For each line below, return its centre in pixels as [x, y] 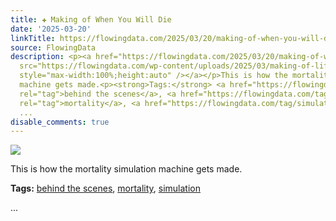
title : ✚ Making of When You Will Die [91, 19]
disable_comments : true [60, 122]
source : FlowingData [53, 47]
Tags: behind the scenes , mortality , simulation [105, 188]
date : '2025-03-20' [51, 29]
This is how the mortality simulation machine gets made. [126, 169]
